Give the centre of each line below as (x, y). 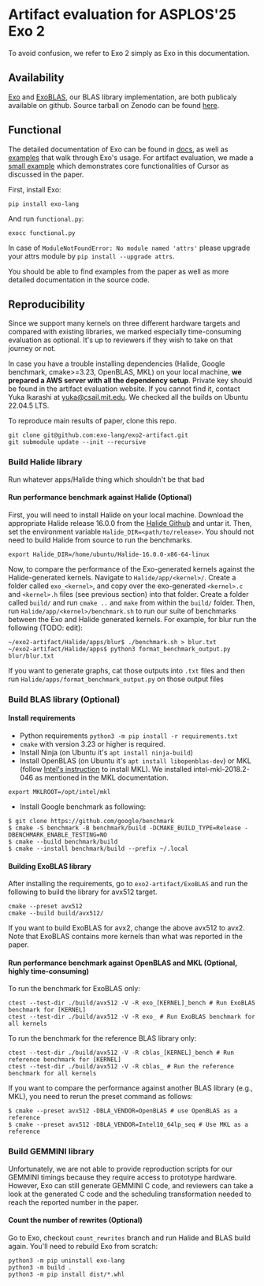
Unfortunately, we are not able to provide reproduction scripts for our (120, 1169)
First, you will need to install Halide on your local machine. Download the (126, 515)
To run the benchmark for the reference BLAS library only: (102, 1038)
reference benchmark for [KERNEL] (65, 1060)
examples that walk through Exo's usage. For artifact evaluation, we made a (131, 157)
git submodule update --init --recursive (77, 442)
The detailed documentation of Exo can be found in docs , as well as (118, 149)
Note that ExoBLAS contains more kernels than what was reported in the (125, 937)
